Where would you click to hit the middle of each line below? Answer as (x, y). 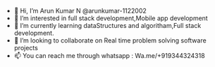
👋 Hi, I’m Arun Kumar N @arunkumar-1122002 (80, 11)
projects (26, 48)
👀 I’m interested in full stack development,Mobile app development (111, 18)
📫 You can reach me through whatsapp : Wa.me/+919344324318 (110, 55)
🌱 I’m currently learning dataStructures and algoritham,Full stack (107, 25)
